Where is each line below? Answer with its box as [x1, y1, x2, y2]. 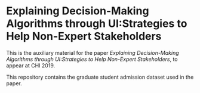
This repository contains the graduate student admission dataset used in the [6, 73, 194, 80]
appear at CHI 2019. [6, 61, 56, 69]
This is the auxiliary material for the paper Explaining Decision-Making [6, 49, 179, 56]
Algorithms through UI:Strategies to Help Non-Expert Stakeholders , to [6, 55, 178, 63]
